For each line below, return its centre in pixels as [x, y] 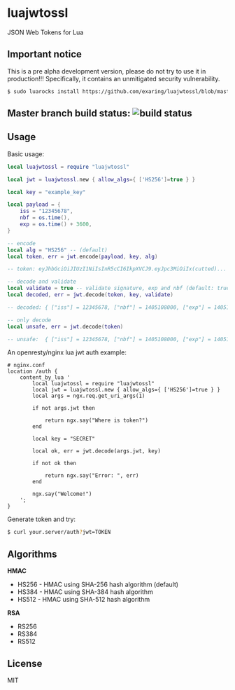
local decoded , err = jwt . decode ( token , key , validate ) [90, 295]
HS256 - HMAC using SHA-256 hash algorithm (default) [98, 585]
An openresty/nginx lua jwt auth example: [67, 352]
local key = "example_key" [47, 192]
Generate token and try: [41, 519]
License [25, 663]
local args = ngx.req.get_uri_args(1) [89, 396]
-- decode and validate [42, 282]
